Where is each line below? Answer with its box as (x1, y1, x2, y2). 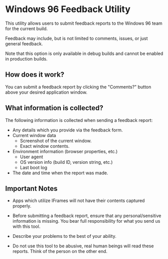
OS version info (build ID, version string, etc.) (20, 159, 113, 165)
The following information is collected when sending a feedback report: (5, 117, 153, 123)
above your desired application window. (5, 89, 88, 95)
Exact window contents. (20, 143, 70, 149)
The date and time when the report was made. (12, 170, 108, 176)
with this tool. (12, 223, 41, 230)
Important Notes (5, 184, 58, 192)
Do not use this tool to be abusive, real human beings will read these (12, 243, 154, 249)
